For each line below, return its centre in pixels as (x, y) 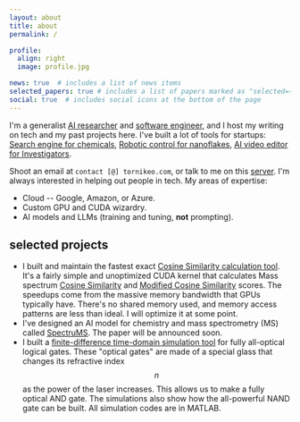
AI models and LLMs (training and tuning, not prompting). (128, 216)
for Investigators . (41, 154)
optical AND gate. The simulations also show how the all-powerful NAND (156, 399)
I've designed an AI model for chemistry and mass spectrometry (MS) (150, 324)
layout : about (36, 17)
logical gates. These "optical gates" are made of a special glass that (147, 352)
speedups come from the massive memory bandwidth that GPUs (141, 295)
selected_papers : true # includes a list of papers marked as (127, 91)
